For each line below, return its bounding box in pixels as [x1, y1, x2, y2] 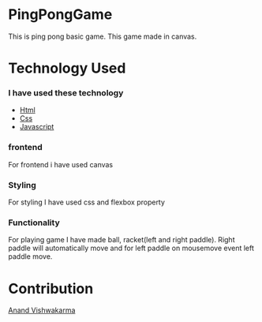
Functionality [8, 217, 61, 228]
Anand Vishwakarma [8, 305, 76, 315]
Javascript [19, 122, 54, 132]
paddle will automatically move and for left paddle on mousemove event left [8, 243, 255, 253]
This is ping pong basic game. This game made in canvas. [8, 32, 197, 41]
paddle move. [8, 252, 53, 261]
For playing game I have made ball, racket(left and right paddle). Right [8, 235, 235, 245]
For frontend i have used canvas [8, 159, 113, 169]
